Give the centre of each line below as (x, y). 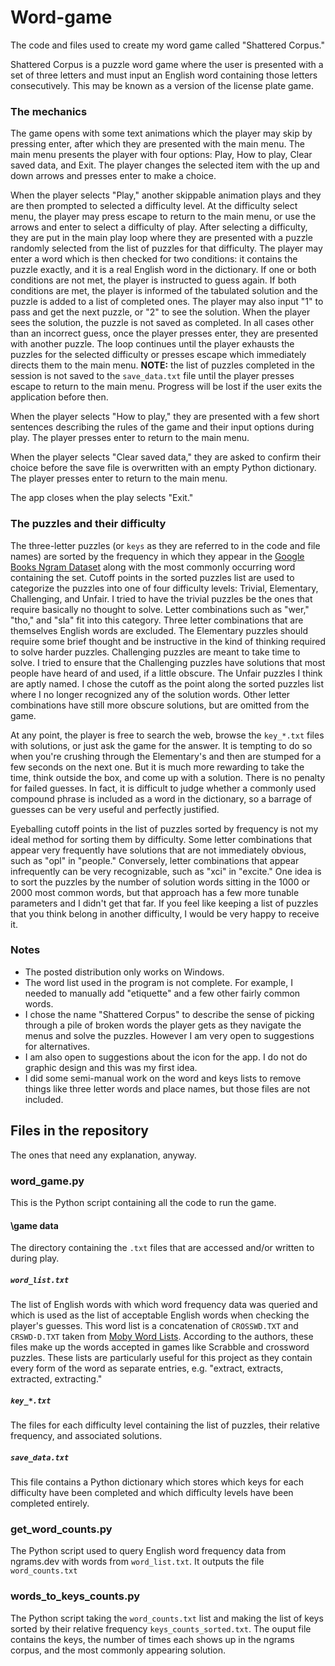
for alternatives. (57, 1046)
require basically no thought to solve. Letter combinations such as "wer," (160, 609)
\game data (34, 1225)
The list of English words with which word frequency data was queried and (164, 1305)
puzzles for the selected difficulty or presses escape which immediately (158, 355)
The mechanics (49, 111)
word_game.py (47, 1181)
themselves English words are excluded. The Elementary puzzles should (159, 630)
